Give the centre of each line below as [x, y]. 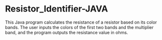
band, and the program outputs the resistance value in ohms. [67, 32]
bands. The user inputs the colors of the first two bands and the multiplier [80, 27]
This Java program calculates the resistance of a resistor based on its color [81, 22]
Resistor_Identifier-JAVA [57, 9]
